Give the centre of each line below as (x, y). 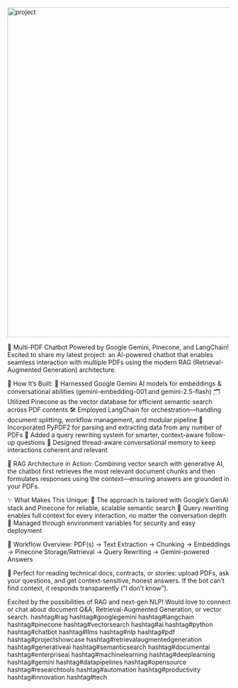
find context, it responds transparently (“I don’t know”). (88, 588)
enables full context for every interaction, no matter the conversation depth (117, 515)
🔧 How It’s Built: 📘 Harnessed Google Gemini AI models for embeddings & (114, 383)
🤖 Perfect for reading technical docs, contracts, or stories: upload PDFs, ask (118, 573)
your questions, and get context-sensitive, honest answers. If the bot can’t (116, 581)
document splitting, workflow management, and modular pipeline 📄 (105, 420)
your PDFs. (24, 486)
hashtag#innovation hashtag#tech (57, 677)
